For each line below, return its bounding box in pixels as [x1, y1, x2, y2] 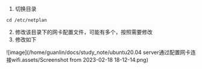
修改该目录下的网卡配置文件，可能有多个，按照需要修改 [14, 29, 153, 35]
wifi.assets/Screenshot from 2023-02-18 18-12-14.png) [11, 56, 149, 63]
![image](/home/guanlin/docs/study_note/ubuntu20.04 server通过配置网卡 [6, 49, 191, 56]
